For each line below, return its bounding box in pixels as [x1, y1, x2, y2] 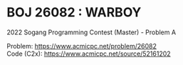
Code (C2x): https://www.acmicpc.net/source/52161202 [6, 49, 172, 58]
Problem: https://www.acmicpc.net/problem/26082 [6, 41, 157, 50]
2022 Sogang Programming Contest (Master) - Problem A [6, 28, 176, 36]
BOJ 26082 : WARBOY [6, 4, 142, 21]
